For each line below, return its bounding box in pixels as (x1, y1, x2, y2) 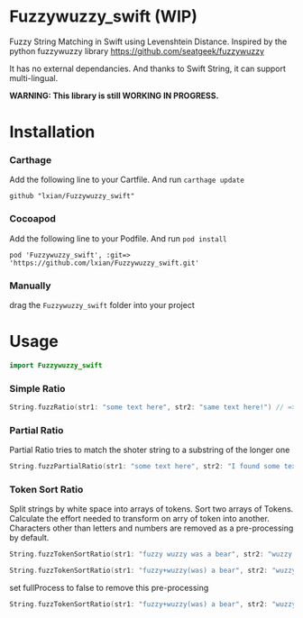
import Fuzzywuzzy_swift (9, 360, 103, 370)
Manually (9, 279, 51, 292)
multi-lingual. (9, 72, 59, 83)
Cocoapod (9, 213, 57, 225)
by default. (9, 532, 50, 543)
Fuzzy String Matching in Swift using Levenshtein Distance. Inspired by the (9, 36, 288, 47)
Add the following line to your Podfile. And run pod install (9, 232, 227, 244)
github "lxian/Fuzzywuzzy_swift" (9, 192, 135, 201)
